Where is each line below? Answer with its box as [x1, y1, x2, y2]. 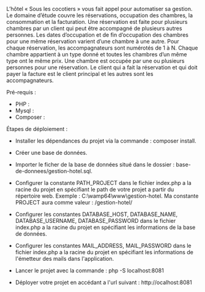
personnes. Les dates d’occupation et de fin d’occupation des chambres [6, 31, 188, 39]
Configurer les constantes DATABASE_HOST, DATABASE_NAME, [15, 211, 178, 218]
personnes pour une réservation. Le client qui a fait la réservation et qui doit [6, 64, 198, 71]
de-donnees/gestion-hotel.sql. [15, 168, 93, 174]
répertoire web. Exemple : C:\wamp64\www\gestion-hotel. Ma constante [15, 192, 199, 200]
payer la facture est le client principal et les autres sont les [6, 70, 154, 77]
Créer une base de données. [15, 149, 88, 156]
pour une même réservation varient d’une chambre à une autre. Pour [6, 38, 179, 45]
